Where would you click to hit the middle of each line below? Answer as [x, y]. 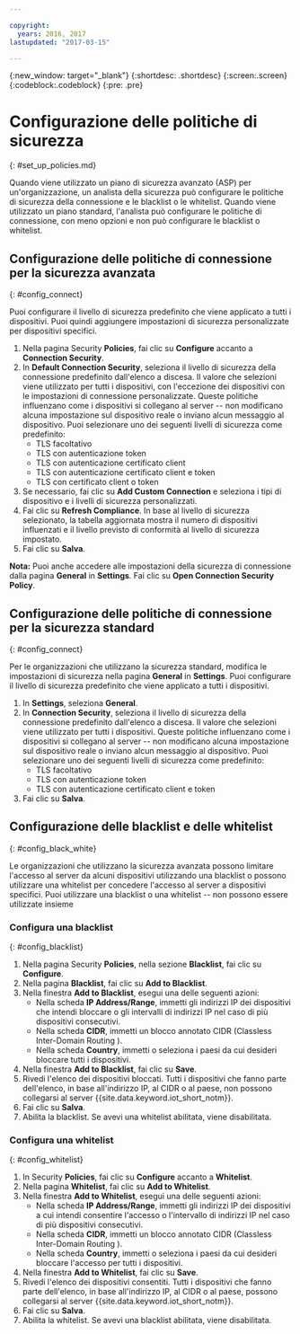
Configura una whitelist [62, 1140]
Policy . [22, 586]
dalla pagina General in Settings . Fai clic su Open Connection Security [142, 576]
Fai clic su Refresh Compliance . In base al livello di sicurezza [136, 511]
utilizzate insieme [41, 904]
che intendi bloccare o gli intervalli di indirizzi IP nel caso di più [152, 1012]
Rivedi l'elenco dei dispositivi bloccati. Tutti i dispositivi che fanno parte [154, 1079]
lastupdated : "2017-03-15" [60, 42]
